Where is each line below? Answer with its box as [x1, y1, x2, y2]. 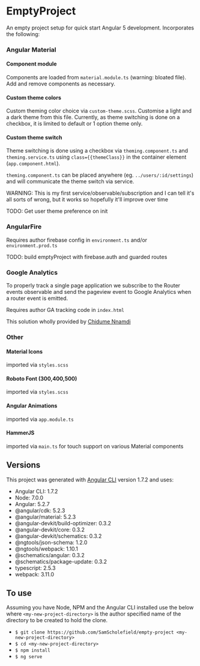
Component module [6, 60, 57, 67]
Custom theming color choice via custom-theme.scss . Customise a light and [6, 107, 192, 115]
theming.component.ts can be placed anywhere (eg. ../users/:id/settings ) [6, 171, 194, 179]
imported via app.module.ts [6, 415, 74, 423]
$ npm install [14, 647, 50, 653]
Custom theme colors [6, 94, 61, 101]
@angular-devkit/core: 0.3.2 [14, 526, 85, 533]
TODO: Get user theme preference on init [6, 207, 108, 215]
